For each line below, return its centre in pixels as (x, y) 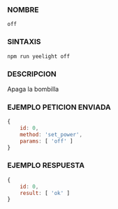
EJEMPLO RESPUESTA (46, 166)
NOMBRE (23, 10)
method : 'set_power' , (51, 134)
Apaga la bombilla (33, 89)
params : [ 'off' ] (46, 141)
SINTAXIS (24, 42)
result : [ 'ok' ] (45, 193)
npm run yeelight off (39, 56)
